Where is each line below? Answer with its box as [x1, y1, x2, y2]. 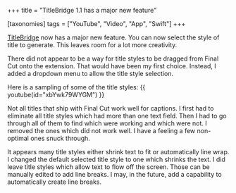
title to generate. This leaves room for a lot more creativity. [7, 41, 178, 49]
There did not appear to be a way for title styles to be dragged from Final [7, 54, 219, 63]
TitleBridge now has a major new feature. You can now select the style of [7, 33, 220, 42]
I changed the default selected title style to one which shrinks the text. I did [7, 155, 225, 163]
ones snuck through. [30, 134, 90, 142]
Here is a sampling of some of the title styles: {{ [7, 83, 146, 91]
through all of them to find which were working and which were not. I [7, 119, 208, 127]
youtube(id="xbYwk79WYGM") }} [7, 91, 105, 99]
